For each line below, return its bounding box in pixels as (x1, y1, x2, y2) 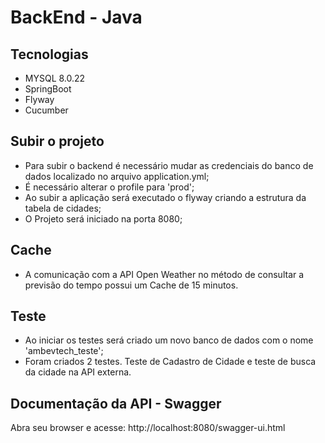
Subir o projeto (10, 133, 105, 150)
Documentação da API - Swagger (10, 395, 222, 412)
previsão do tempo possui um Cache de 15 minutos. (24, 279, 239, 291)
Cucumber (24, 104, 69, 116)
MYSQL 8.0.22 (24, 72, 86, 84)
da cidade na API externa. (24, 366, 132, 378)
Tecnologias (10, 46, 89, 63)
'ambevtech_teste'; (24, 345, 104, 357)
